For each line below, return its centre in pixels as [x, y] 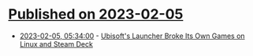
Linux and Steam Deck [56, 44]
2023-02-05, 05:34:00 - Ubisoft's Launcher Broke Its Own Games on [132, 36]
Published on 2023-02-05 [96, 14]
